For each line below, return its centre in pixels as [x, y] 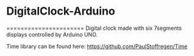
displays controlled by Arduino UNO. [52, 34]
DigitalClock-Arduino [61, 11]
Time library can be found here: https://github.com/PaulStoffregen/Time [97, 46]
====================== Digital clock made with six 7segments [94, 28]
